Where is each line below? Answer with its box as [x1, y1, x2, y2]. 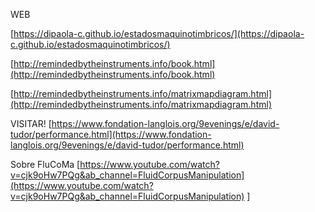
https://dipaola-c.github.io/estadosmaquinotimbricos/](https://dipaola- [13, 28, 305, 39]
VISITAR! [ [10, 118, 52, 129]
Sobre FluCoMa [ [10, 159, 81, 170]
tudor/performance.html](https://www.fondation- [10, 129, 212, 140]
